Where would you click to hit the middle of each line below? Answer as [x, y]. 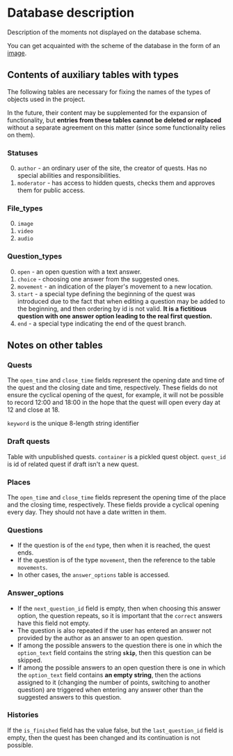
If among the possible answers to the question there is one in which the [120, 645]
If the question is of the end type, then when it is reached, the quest [114, 546]
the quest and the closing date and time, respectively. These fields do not [112, 387]
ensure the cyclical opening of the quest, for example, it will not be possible [115, 395]
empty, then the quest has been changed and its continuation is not [104, 737]
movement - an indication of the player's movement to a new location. [115, 286]
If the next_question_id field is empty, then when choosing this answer [119, 608]
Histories [23, 715]
